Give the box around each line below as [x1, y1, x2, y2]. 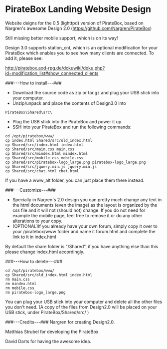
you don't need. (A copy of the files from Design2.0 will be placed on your [5, 304, 157, 310]
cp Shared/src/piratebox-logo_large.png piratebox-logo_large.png [5, 160, 146, 165]
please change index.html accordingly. [5, 249, 85, 255]
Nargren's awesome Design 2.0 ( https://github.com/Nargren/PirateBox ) [5, 25, 152, 31]
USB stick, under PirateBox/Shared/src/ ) [5, 309, 89, 315]
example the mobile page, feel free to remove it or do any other [12, 212, 143, 218]
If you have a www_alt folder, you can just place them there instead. [5, 177, 145, 183]
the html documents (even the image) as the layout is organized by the [12, 202, 158, 208]
